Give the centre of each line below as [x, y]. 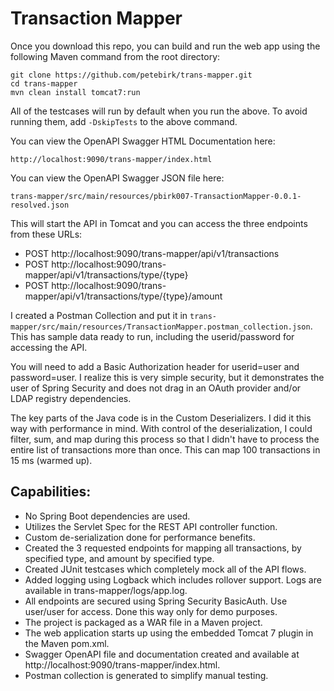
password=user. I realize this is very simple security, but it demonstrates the [167, 377]
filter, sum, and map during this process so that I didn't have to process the [165, 439]
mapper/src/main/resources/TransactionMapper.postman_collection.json [160, 327]
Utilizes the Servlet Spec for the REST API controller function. [151, 526]
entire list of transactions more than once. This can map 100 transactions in [165, 449]
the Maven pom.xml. [67, 643]
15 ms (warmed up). [51, 460]
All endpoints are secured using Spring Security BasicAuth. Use [156, 601]
